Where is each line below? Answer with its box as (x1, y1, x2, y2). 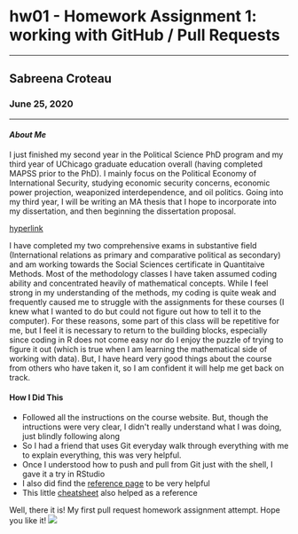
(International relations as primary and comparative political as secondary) (9, 249, 281, 260)
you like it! (9, 515, 47, 526)
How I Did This (9, 392, 64, 403)
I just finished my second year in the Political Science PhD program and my (9, 149, 284, 160)
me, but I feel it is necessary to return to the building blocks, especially (9, 325, 268, 335)
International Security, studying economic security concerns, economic (9, 177, 271, 188)
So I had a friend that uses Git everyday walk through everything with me (21, 441, 289, 452)
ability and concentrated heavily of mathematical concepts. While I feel (9, 278, 269, 288)
